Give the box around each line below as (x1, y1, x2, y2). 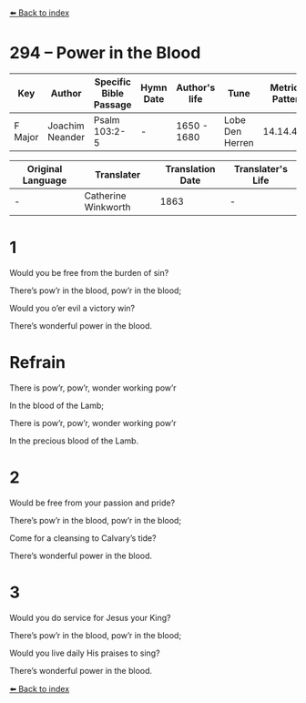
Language (22, 174, 67, 187)
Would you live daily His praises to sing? (9, 647, 161, 658)
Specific (94, 76, 132, 88)
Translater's (233, 162, 289, 175)
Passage (94, 98, 132, 111)
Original (26, 162, 63, 175)
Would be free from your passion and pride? (9, 497, 176, 508)
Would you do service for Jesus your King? (9, 612, 171, 623)
